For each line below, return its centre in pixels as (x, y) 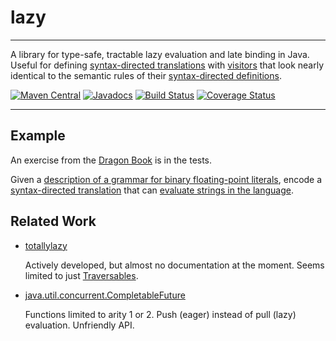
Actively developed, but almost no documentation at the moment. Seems (174, 265)
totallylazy (46, 245)
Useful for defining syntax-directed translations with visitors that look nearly (167, 65)
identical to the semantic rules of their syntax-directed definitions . (146, 75)
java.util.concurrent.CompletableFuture (105, 295)
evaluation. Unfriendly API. (79, 325)
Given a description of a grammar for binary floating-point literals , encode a (166, 179)
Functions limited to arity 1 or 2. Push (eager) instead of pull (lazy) (160, 314)
